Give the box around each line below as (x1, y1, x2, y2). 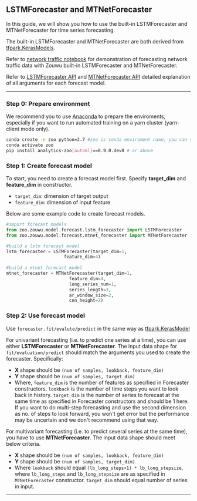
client (6, 126, 19, 133)
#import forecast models (6, 221, 67, 228)
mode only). (20, 126, 50, 133)
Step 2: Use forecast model (6, 311, 85, 320)
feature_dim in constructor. (6, 181, 73, 189)
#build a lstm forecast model (6, 243, 80, 249)
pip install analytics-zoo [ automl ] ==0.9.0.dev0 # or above (6, 147, 154, 153)
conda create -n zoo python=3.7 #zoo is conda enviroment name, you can (6, 137, 188, 143)
